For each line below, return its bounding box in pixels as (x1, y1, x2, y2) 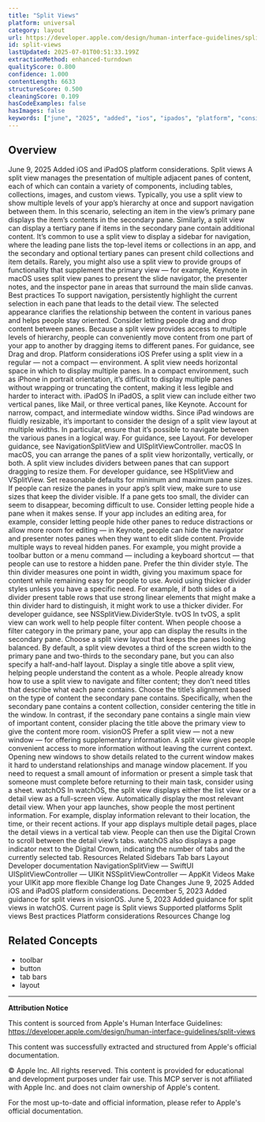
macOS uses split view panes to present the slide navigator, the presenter (8, 273, 248, 283)
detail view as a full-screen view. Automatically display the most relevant (8, 794, 244, 803)
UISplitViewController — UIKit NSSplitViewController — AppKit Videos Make (8, 869, 255, 879)
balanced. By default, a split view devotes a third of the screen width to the (8, 643, 252, 652)
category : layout (8, 26, 65, 34)
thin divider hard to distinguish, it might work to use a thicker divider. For (8, 601, 244, 610)
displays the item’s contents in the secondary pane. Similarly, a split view (8, 215, 244, 224)
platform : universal (8, 19, 77, 27)
